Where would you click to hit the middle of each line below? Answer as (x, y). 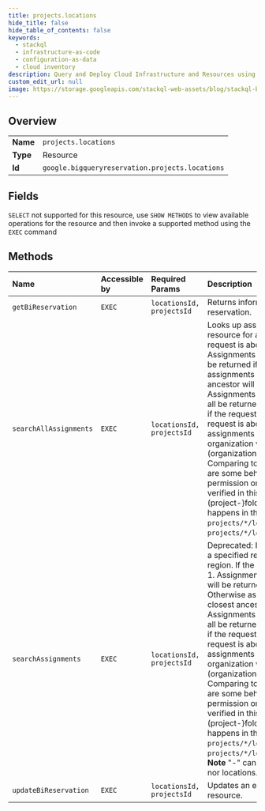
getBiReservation (45, 307)
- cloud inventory (46, 67)
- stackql (31, 45)
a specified (228, 555)
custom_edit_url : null (45, 81)
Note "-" (224, 762)
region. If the (231, 564)
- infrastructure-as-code (58, 52)
